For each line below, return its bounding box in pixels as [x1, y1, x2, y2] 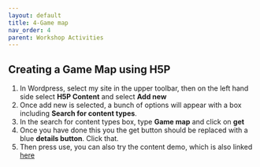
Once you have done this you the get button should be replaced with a [19, 125, 248, 135]
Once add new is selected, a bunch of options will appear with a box [19, 100, 242, 110]
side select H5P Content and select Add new [19, 92, 167, 102]
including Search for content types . [19, 109, 138, 118]
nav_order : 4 [8, 26, 51, 34]
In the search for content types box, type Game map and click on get [19, 117, 245, 127]
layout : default [8, 11, 61, 20]
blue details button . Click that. [19, 134, 120, 143]
